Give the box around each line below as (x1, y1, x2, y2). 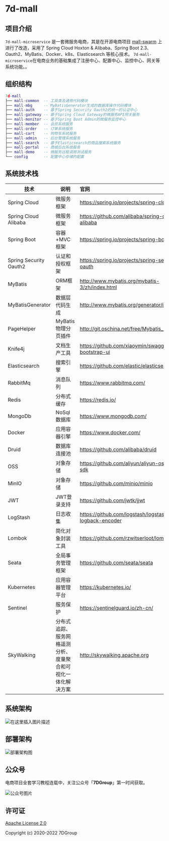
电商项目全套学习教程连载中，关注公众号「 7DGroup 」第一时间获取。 (5, 780, 148, 786)
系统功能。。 (5, 64, 30, 69)
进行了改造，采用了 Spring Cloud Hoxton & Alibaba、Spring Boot (5, 45, 139, 51)
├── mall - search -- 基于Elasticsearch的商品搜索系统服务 (5, 140, 121, 145)
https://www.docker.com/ (79, 429, 141, 436)
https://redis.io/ (79, 396, 116, 403)
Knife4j (8, 345, 25, 352)
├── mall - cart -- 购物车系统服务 (5, 131, 77, 136)
